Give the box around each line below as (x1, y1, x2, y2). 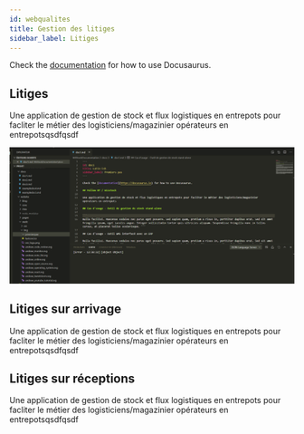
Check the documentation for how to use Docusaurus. (9, 60, 212, 71)
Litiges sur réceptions (9, 371, 136, 387)
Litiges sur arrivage (9, 302, 122, 317)
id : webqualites (9, 14, 71, 24)
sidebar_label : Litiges (9, 34, 100, 43)
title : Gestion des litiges (9, 24, 116, 34)
